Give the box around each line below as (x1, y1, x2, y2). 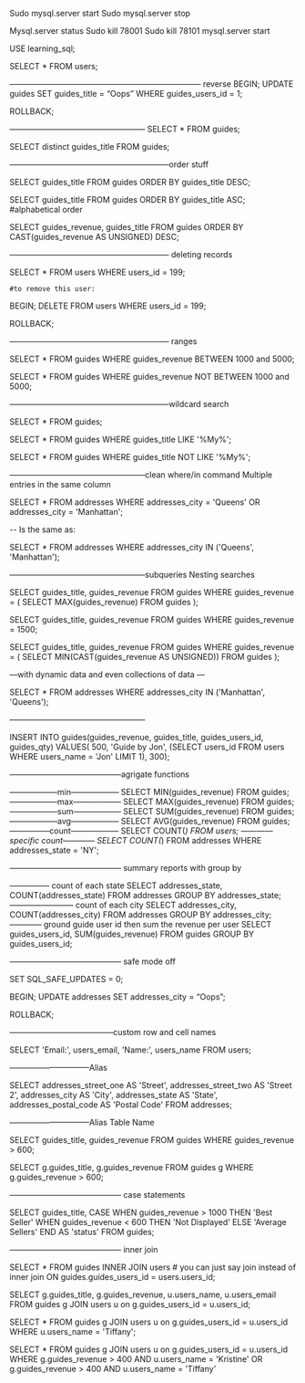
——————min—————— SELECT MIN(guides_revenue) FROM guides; (9, 787, 290, 797)
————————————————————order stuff (9, 159, 209, 170)
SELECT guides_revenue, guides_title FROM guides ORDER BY (9, 222, 244, 232)
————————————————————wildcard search (9, 399, 229, 409)
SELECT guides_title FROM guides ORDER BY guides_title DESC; (9, 177, 251, 187)
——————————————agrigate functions (9, 769, 189, 780)
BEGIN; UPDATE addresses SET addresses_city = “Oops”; (9, 991, 226, 1002)
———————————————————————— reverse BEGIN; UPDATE (9, 79, 294, 89)
